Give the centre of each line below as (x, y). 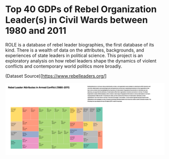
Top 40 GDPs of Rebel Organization (81, 9)
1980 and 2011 (36, 31)
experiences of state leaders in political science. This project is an (74, 55)
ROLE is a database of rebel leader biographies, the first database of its (80, 44)
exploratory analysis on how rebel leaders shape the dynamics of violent (81, 61)
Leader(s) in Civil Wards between (77, 20)
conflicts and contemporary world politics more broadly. (64, 66)
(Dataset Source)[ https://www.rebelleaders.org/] (56, 76)
